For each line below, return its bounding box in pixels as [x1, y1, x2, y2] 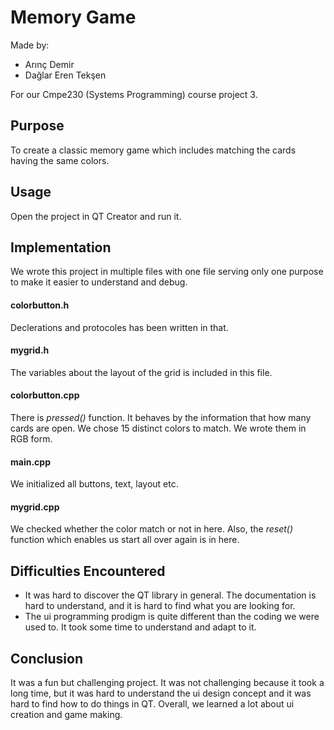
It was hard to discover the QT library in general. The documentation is [24, 589, 317, 601]
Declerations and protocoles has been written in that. [10, 321, 229, 333]
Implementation [10, 239, 112, 256]
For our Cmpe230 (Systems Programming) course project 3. [10, 88, 258, 100]
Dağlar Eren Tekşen [24, 69, 107, 81]
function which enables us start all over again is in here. [10, 534, 240, 546]
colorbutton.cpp [10, 389, 80, 401]
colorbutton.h [10, 299, 70, 311]
